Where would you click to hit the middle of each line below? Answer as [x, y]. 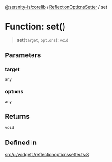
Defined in [21, 143]
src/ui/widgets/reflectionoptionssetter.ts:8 [47, 154]
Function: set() [35, 27]
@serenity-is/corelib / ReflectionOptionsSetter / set [56, 7]
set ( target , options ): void [43, 40]
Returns [17, 117]
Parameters [23, 55]
